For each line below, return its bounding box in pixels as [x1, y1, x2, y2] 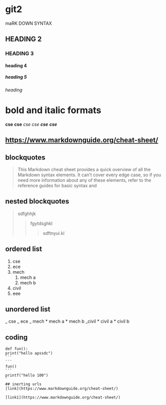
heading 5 [5, 74, 27, 80]
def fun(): [5, 346, 28, 351]
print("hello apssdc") [5, 351, 53, 356]
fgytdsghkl [30, 220, 53, 226]
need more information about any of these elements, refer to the [17, 177, 151, 183]
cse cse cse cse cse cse [5, 121, 58, 127]
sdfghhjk [17, 211, 36, 217]
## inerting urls [5, 382, 42, 387]
